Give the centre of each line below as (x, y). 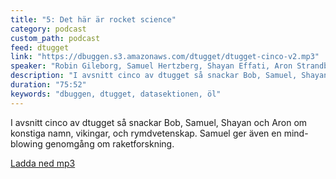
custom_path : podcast (55, 38)
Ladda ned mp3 (43, 163)
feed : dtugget (40, 47)
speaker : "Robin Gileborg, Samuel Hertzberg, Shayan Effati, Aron (151, 66)
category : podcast (48, 29)
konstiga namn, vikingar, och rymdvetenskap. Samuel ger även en (146, 133)
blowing (26, 143)
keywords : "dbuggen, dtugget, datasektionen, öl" (116, 94)
